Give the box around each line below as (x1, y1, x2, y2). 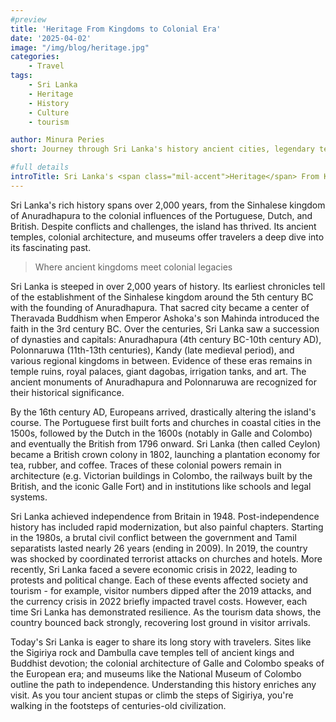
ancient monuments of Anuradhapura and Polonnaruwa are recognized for (10, 376, 318, 388)
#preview (10, 14, 47, 25)
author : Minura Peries (10, 135, 105, 145)
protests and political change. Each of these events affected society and (10, 574, 309, 586)
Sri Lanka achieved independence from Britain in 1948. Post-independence (10, 510, 320, 522)
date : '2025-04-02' (10, 33, 92, 43)
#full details (10, 162, 70, 173)
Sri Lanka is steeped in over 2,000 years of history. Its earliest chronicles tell (10, 280, 326, 292)
